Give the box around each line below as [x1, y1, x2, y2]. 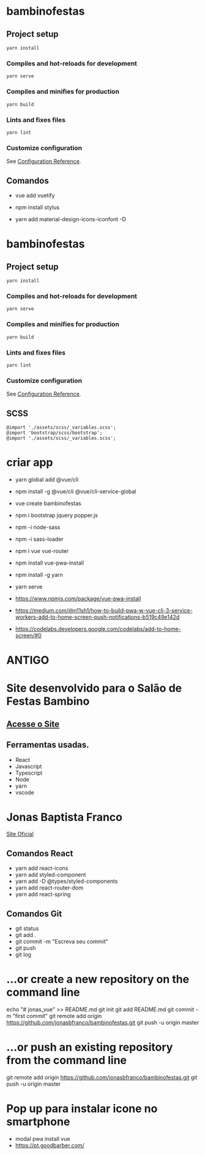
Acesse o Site [6, 719, 60, 729]
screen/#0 [15, 632, 42, 639]
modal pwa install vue [15, 1135, 70, 1142]
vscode [15, 788, 35, 796]
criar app [6, 456, 53, 469]
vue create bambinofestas [15, 499, 81, 507]
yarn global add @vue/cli [15, 476, 79, 483]
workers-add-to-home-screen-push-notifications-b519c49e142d [15, 613, 180, 621]
